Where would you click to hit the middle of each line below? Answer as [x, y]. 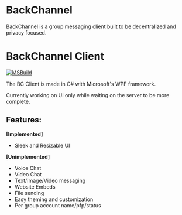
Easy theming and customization [54, 199]
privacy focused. [26, 32]
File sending [29, 193]
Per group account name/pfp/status [58, 205]
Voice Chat [28, 168]
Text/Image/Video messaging [50, 180]
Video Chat [28, 174]
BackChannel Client [55, 57]
